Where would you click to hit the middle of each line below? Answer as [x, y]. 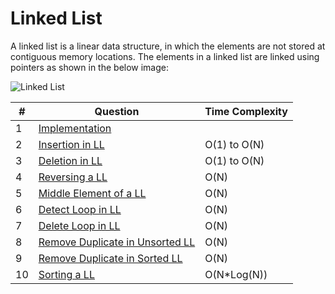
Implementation [75, 128]
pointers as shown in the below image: [90, 67]
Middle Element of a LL [92, 193]
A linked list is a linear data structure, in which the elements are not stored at [168, 46]
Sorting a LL [66, 274]
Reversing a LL [73, 177]
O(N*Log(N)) [236, 274]
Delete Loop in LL [79, 225]
